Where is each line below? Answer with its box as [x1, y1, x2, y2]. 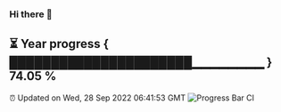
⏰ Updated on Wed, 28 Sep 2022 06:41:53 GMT [9, 92, 186, 103]
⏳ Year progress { [9, 36, 110, 52]
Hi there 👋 [9, 8, 54, 20]
